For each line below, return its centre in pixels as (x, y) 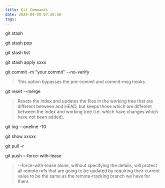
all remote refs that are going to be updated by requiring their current (88, 171)
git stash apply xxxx (26, 62)
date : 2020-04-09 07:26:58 (33, 14)
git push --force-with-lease (33, 156)
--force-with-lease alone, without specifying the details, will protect (87, 165)
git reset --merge (23, 91)
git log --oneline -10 (26, 127)
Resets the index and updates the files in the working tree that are (85, 101)
